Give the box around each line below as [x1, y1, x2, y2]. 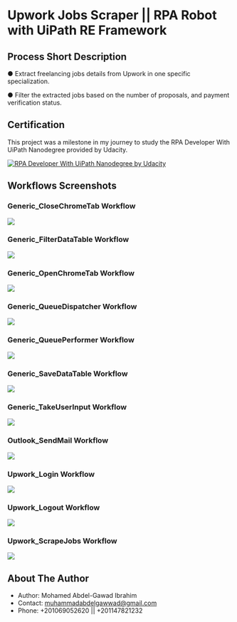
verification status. [7, 98, 62, 107]
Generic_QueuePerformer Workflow [7, 335, 135, 345]
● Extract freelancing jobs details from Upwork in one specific [7, 70, 191, 78]
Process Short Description [7, 51, 127, 63]
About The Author [7, 572, 90, 584]
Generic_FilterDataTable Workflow [7, 235, 130, 245]
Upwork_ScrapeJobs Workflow [7, 536, 117, 546]
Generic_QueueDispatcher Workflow [7, 302, 137, 312]
